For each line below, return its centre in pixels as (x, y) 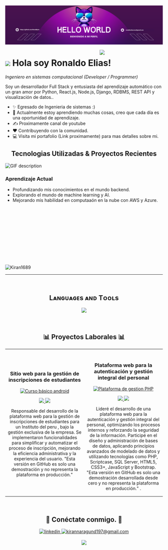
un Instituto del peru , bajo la (45, 427)
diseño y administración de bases (123, 441)
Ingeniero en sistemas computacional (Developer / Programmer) (72, 77)
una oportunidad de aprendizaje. (46, 117)
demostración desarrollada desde (123, 478)
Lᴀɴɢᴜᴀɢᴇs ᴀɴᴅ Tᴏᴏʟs (84, 298)
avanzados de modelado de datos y (123, 451)
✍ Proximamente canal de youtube (49, 123)
